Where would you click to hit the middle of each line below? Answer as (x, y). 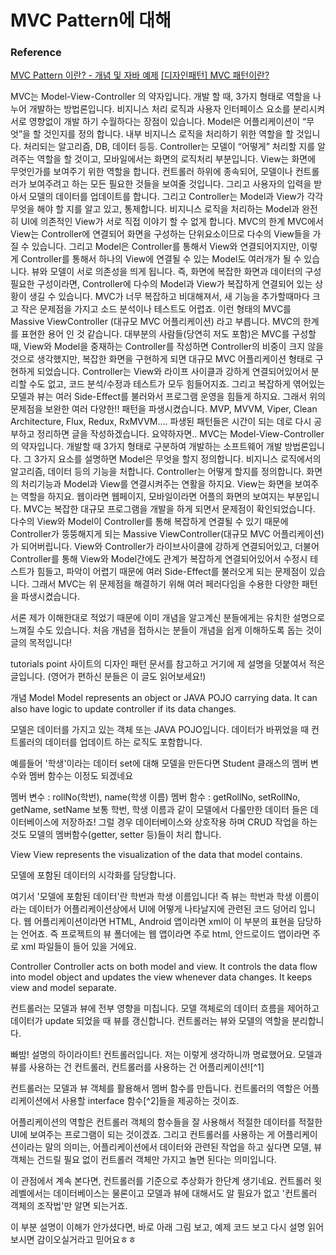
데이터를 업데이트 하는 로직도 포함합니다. (123, 742)
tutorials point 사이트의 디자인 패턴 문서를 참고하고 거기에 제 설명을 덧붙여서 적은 (168, 664)
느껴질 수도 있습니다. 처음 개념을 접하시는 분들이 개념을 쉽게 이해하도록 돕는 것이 (166, 630)
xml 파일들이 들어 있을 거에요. (78, 947)
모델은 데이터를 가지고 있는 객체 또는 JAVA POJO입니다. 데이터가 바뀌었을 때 (160, 730)
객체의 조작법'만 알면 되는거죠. (69, 1206)
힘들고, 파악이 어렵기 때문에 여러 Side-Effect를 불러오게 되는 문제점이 (172, 572)
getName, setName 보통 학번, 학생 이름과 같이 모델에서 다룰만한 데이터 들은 (159, 810)
